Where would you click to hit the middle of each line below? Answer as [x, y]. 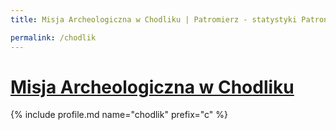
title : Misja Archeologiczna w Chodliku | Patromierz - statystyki [154, 19]
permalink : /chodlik [53, 37]
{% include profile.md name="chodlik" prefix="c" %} [119, 115]
